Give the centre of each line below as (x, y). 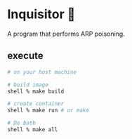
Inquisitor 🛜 (41, 14)
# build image (28, 85)
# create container (36, 104)
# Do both (22, 123)
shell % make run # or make (48, 111)
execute (25, 56)
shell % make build (36, 91)
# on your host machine (42, 72)
